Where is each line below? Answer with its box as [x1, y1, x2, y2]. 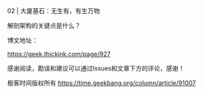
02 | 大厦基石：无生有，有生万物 [7, 7, 100, 15]
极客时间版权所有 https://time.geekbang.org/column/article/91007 [7, 79, 197, 87]
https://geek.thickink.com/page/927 [7, 50, 111, 58]
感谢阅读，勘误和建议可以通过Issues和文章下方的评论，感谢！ [7, 64, 185, 72]
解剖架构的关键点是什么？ [7, 21, 81, 30]
